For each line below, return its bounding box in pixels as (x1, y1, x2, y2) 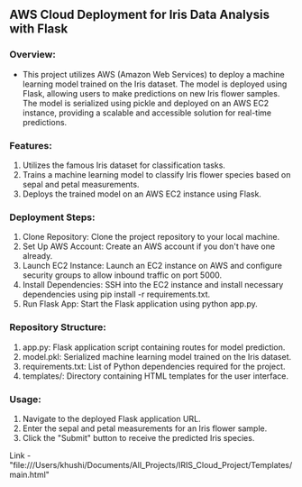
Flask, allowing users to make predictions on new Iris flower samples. (22, 87, 280, 98)
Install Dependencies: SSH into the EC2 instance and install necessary (22, 280, 284, 290)
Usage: (9, 392, 42, 405)
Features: (9, 139, 52, 152)
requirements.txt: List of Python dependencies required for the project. (22, 361, 286, 372)
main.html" (9, 469, 50, 480)
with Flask (9, 22, 69, 37)
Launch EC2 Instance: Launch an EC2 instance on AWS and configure (22, 261, 282, 271)
